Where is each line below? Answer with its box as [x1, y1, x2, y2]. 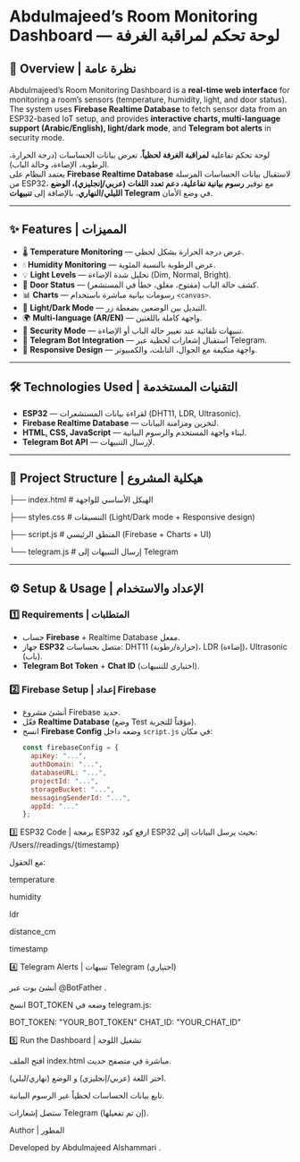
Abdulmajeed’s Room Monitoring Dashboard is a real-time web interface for [9, 85, 290, 95]
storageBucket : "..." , [30, 785, 115, 794]
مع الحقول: [9, 857, 46, 867]
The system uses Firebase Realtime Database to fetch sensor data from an [9, 104, 287, 114]
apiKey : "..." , [30, 752, 87, 761]
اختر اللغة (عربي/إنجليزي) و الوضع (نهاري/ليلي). [9, 1072, 167, 1084]
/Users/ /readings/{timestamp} [9, 840, 121, 850]
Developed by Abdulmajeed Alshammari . [9, 1142, 162, 1153]
